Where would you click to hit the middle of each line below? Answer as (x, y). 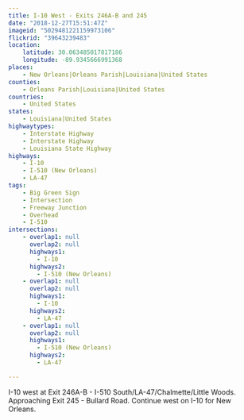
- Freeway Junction (55, 207)
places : (21, 67)
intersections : (33, 230)
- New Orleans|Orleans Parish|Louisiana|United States (115, 75)
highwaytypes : (32, 126)
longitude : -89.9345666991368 (73, 60)
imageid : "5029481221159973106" (62, 30)
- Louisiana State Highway (67, 148)
